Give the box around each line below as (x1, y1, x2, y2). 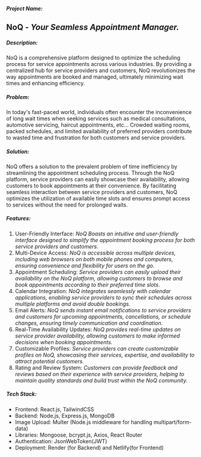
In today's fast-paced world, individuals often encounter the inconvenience (6, 108, 192, 115)
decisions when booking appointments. (14, 338, 113, 345)
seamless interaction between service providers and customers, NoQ (6, 188, 178, 195)
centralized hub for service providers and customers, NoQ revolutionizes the (6, 67, 196, 74)
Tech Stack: (6, 390, 37, 398)
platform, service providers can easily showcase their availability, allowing (6, 175, 190, 183)
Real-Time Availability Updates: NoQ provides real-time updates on (14, 325, 181, 333)
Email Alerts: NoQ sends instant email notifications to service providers (14, 306, 191, 313)
